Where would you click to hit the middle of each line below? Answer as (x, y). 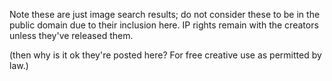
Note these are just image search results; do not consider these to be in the (165, 14)
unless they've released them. (71, 35)
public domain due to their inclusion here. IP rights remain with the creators (164, 25)
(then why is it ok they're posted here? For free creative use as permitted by (165, 55)
